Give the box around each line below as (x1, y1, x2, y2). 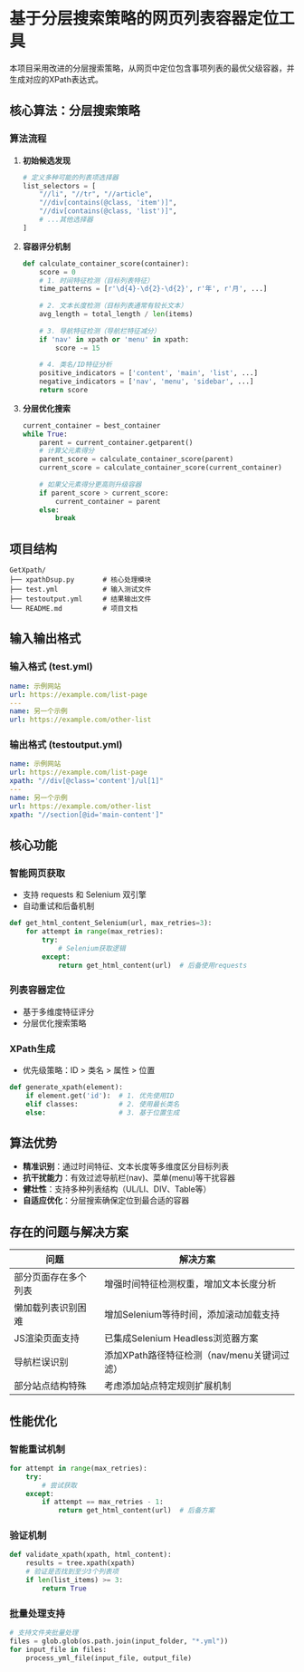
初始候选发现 (22, 155, 71, 166)
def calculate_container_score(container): (22, 259, 190, 268)
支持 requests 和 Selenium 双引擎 (22, 889, 147, 900)
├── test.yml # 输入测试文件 (9, 585, 152, 594)
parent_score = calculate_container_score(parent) (39, 455, 234, 464)
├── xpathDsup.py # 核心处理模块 (9, 575, 152, 585)
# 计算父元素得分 (39, 446, 95, 456)
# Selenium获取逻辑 (57, 943, 127, 952)
